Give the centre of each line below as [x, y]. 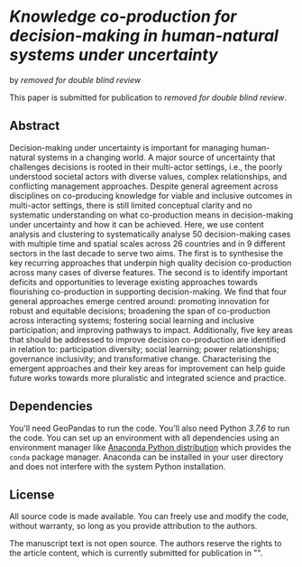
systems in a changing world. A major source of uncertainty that [156, 157]
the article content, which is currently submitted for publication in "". [136, 553]
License [32, 494]
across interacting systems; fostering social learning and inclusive [132, 320]
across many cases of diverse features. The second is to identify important [149, 272]
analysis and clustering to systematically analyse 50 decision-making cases [150, 234]
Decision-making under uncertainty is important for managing [124, 147]
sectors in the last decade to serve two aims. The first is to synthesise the [146, 253]
